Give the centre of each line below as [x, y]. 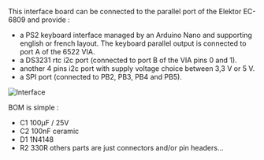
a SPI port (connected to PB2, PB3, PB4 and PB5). [101, 77]
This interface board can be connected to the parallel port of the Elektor [125, 11]
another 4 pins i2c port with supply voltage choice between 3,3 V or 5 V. [137, 69]
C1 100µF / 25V [44, 123]
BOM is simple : [33, 107]
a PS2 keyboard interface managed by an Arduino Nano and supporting [136, 35]
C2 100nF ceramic [49, 131]
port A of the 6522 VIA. [57, 52]
